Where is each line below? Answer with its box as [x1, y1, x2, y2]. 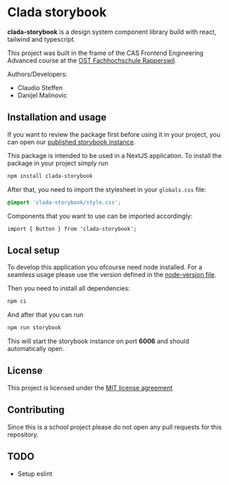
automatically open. [7, 345, 65, 353]
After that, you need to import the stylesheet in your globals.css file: [7, 185, 206, 194]
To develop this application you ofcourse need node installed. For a [7, 263, 203, 271]
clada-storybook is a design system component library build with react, [7, 27, 217, 36]
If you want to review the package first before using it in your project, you [7, 130, 221, 138]
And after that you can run [7, 311, 84, 319]
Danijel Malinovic [17, 91, 68, 99]
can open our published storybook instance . [7, 137, 136, 146]
